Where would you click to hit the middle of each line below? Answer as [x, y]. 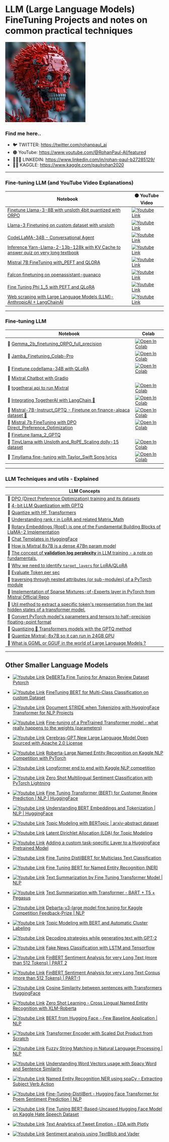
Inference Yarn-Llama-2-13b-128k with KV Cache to [64, 247]
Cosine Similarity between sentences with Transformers [104, 988]
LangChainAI [50, 302]
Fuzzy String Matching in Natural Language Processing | [104, 1048]
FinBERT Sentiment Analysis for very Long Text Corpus [103, 972]
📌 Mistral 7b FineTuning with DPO [42, 422]
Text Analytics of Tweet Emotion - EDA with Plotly [98, 1124]
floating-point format [29, 622]
